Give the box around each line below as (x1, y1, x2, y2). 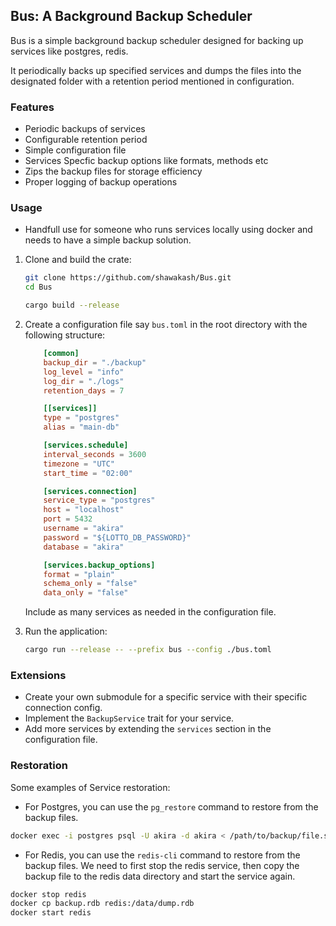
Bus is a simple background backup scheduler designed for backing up (10, 34, 304, 46)
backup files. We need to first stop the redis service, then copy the (24, 859, 300, 871)
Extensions (10, 668, 67, 682)
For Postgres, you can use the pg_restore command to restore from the (24, 800, 319, 813)
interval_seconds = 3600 (43, 449, 147, 459)
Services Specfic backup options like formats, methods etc (24, 155, 269, 167)
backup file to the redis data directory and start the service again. (24, 870, 296, 882)
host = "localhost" (43, 505, 125, 515)
